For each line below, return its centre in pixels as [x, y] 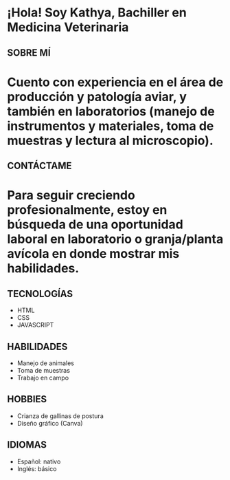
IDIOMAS [27, 445]
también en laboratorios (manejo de [111, 111]
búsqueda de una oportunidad [95, 225]
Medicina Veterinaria [68, 27]
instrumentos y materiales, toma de [111, 126]
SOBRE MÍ [29, 53]
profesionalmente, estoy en [87, 210]
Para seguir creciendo [71, 196]
